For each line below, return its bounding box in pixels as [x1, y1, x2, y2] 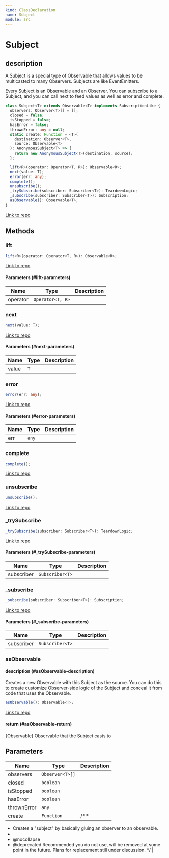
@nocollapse [12, 836, 41, 842]
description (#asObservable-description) [5, 668, 95, 674]
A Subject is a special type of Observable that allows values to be [5, 72, 143, 79]
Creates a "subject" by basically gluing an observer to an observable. [12, 825, 159, 831]
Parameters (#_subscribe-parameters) [5, 618, 89, 625]
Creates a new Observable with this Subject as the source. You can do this [5, 679, 162, 686]
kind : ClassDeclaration [5, 7, 56, 13]
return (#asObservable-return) [5, 721, 72, 727]
